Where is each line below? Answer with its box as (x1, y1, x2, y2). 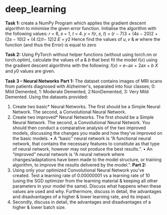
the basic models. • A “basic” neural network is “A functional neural (12, 135, 151, 141)
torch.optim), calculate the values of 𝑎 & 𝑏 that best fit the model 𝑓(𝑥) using (5, 56, 158, 63)
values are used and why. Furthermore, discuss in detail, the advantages (12, 188, 162, 194)
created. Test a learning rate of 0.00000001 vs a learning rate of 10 (12, 172, 151, 178)
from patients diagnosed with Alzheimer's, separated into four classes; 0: (5, 83, 156, 89)
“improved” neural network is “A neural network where (12, 151, 125, 157)
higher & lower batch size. (12, 204, 66, 210)
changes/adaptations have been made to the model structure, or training (12, 156, 162, 163)
